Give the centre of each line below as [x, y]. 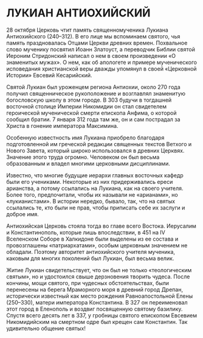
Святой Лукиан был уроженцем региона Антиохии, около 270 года [93, 87]
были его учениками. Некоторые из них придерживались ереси [90, 181]
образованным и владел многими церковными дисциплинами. [88, 163]
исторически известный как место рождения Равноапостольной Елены [100, 296]
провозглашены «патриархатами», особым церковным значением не [97, 245]
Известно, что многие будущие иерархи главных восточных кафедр [95, 175]
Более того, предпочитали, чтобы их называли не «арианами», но [92, 194]
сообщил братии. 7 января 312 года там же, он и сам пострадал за [93, 119]
